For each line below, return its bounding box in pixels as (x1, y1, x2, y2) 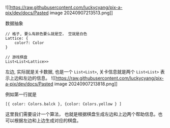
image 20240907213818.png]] (54, 81, 118, 87)
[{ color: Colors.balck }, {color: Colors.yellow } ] (5, 101, 122, 107)
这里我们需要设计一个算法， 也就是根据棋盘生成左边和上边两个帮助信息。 (5, 111, 158, 117)
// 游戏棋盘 (5, 55, 28, 60)
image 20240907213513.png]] (49, 10, 113, 16)
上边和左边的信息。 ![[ (9, 75, 56, 81)
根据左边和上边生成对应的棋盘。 (14, 117, 81, 123)
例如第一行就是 (5, 91, 37, 97)
